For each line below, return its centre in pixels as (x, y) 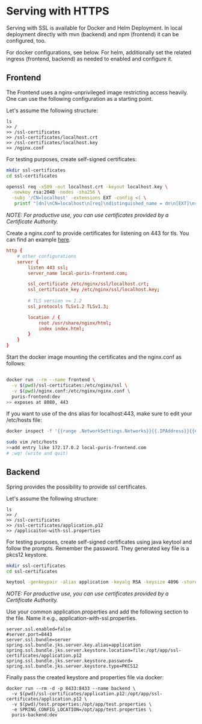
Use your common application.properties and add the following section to (97, 612)
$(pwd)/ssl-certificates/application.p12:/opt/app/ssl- (91, 694)
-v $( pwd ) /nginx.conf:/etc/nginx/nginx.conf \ (71, 391)
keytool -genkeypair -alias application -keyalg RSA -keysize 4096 (93, 582)
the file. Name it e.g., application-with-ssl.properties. (72, 618)
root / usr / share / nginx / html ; (75, 323)
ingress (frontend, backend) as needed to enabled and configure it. (90, 59)
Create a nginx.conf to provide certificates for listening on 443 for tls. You (98, 233)
